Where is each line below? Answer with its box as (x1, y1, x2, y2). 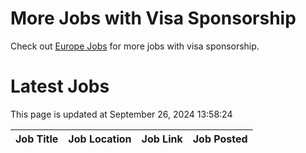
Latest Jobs (10, 75, 110, 98)
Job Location (68, 132, 132, 146)
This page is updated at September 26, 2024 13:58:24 (10, 108, 233, 120)
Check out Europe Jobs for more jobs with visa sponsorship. (10, 40, 260, 52)
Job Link (141, 132, 183, 146)
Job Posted (192, 132, 248, 146)
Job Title (15, 132, 59, 146)
